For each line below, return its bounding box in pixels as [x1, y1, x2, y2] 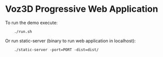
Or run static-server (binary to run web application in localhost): [5, 38, 136, 44]
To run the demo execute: [5, 20, 58, 26]
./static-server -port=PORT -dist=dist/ [14, 47, 99, 52]
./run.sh [14, 29, 32, 34]
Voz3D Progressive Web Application [5, 3, 158, 15]
